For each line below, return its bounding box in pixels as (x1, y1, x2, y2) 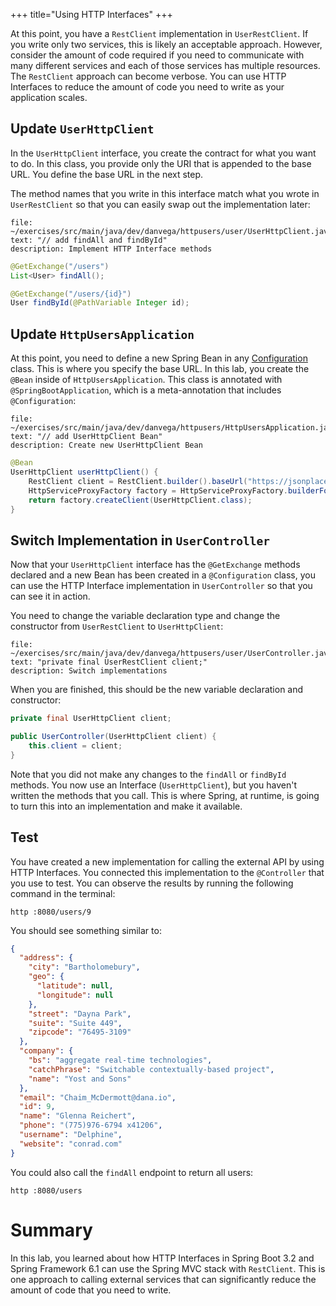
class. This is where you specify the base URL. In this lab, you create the (10, 363, 310, 375)
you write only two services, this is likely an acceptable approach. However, (10, 39, 323, 50)
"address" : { (19, 953, 74, 963)
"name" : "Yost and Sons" (28, 1074, 132, 1084)
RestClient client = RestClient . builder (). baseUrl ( (28, 476, 248, 486)
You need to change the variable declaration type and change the (10, 610, 281, 622)
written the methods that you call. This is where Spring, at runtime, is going (10, 789, 320, 801)
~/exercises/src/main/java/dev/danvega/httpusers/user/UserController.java (10, 649, 333, 659)
